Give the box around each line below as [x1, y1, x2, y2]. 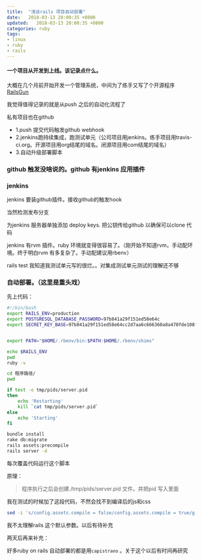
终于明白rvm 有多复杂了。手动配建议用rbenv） [17, 249, 132, 257]
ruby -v [7, 360, 26, 366]
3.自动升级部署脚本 [15, 148, 63, 156]
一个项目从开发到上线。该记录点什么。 [7, 67, 101, 74]
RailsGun [7, 88, 29, 95]
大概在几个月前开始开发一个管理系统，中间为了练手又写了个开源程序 [7, 82, 175, 89]
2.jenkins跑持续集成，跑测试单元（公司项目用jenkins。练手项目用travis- [15, 133, 192, 141]
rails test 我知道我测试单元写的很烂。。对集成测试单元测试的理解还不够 [7, 262, 179, 269]
